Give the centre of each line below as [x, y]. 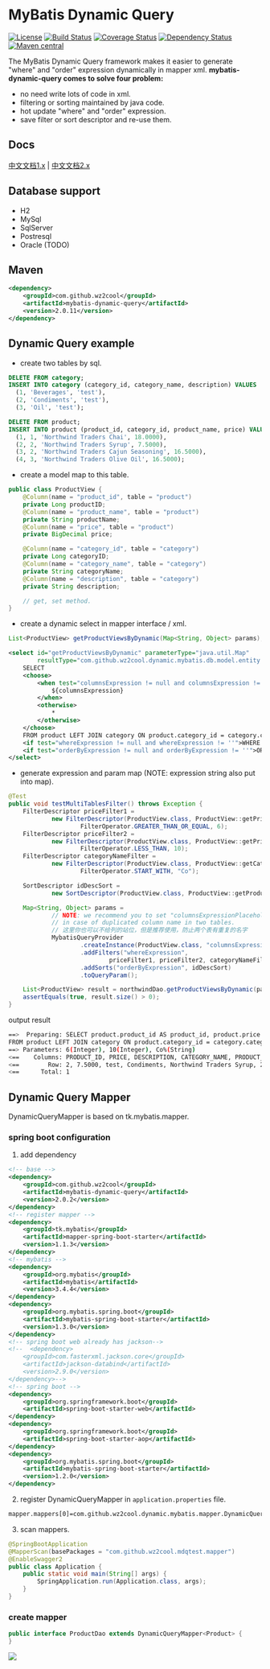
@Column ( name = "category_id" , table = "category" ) [111, 549]
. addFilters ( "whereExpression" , [134, 952]
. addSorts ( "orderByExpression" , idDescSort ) [155, 967]
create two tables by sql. [61, 363]
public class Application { [55, 1567]
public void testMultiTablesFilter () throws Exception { [106, 804]
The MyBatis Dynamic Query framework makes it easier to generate [121, 61]
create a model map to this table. [74, 475]
